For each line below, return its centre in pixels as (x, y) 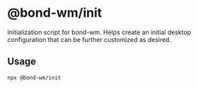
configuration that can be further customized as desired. (89, 39)
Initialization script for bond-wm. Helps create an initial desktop (99, 32)
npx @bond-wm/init (34, 78)
